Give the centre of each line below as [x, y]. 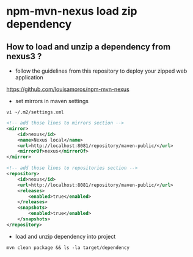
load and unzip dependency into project [65, 236]
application [29, 77]
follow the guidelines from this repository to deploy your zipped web [101, 71]
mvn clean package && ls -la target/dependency [68, 248]
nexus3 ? [24, 56]
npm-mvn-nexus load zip [72, 11]
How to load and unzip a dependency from [89, 47]
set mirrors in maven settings [52, 101]
